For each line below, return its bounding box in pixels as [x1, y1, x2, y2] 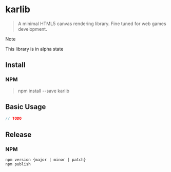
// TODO [5, 116, 22, 121]
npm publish [5, 162, 31, 167]
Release [5, 130, 32, 139]
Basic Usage [5, 102, 46, 111]
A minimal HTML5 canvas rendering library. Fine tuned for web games [17, 20, 166, 27]
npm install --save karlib [17, 88, 70, 94]
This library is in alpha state [5, 46, 64, 52]
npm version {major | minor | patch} [5, 157, 86, 162]
